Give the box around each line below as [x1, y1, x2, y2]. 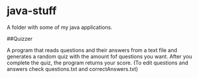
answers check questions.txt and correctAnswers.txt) [7, 65, 139, 72]
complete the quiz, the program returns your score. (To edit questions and [7, 59, 188, 66]
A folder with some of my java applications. [7, 24, 112, 31]
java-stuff [7, 4, 57, 18]
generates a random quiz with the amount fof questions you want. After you [7, 53, 193, 60]
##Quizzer [7, 35, 33, 42]
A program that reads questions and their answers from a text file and [7, 46, 178, 54]
